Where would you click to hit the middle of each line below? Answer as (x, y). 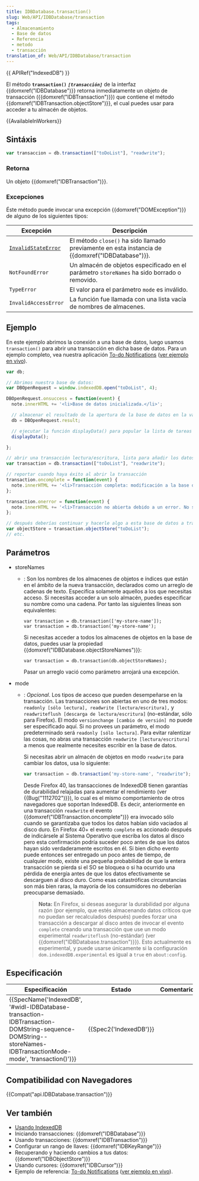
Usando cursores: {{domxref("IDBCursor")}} (69, 1165)
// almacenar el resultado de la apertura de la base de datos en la (99, 415)
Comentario (177, 990)
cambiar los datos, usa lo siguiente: (67, 763)
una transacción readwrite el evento (68, 810)
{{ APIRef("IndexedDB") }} (38, 72)
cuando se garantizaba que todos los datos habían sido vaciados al (106, 823)
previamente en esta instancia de (115, 248)
